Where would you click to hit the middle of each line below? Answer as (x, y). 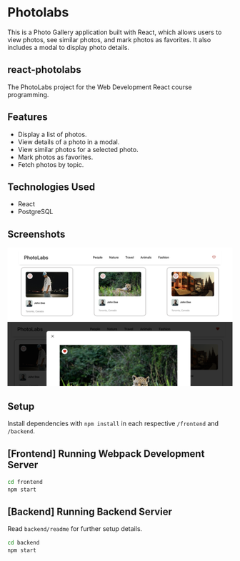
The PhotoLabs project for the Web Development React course (100, 87)
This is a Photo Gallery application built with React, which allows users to (115, 32)
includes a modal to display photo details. (69, 47)
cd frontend (25, 482)
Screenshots (36, 234)
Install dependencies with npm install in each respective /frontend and (113, 424)
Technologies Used (51, 187)
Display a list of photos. (52, 134)
